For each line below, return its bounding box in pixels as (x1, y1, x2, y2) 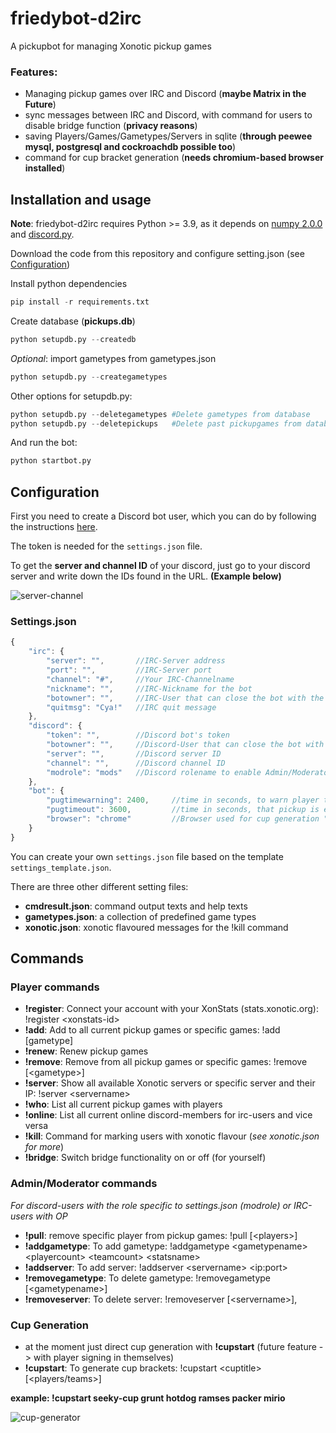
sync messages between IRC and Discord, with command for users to (24, 109, 313, 121)
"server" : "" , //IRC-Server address (46, 656, 226, 666)
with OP (35, 1210, 68, 1222)
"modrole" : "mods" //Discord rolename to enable (46, 767, 262, 777)
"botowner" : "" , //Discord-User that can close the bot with (46, 740, 325, 750)
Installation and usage (10, 191, 152, 208)
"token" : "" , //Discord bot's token (46, 730, 230, 741)
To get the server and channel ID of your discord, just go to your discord (10, 560, 311, 572)
